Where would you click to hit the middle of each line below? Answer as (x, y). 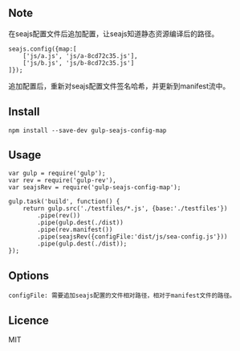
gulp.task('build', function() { (64, 202)
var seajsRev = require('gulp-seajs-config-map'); (95, 188)
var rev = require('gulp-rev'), (62, 180)
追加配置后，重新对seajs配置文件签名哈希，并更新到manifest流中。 (119, 86)
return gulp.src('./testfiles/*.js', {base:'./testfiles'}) (125, 209)
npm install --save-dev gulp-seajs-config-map (87, 130)
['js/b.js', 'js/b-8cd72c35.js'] (79, 63)
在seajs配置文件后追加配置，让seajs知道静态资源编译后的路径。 (114, 33)
